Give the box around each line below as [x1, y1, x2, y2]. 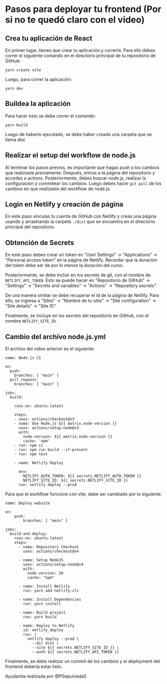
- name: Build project [18, 610, 66, 615]
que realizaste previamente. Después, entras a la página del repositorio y [5, 169, 156, 175]
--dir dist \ [31, 641, 59, 646]
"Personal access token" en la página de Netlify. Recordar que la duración [5, 257, 158, 263]
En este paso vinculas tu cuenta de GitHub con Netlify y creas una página [5, 213, 157, 219]
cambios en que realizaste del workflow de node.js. [5, 185, 111, 191]
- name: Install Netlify [18, 584, 70, 589]
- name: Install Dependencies [18, 597, 81, 602]
